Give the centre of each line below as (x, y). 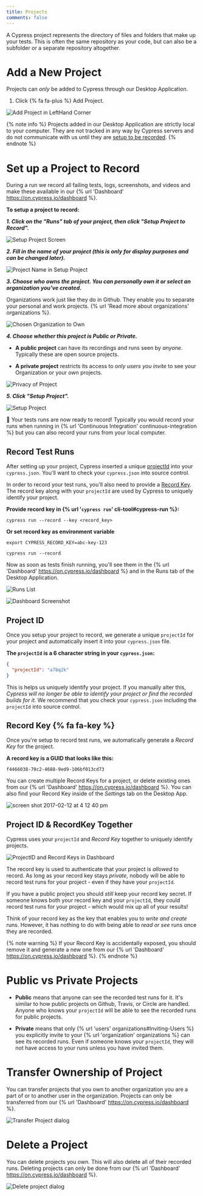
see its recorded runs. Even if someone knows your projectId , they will (104, 1042)
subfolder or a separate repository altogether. (63, 48)
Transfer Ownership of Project (84, 1072)
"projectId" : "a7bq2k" (40, 670)
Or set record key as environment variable (60, 531)
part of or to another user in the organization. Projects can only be (89, 1096)
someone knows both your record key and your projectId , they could (93, 900)
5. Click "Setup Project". (38, 396)
